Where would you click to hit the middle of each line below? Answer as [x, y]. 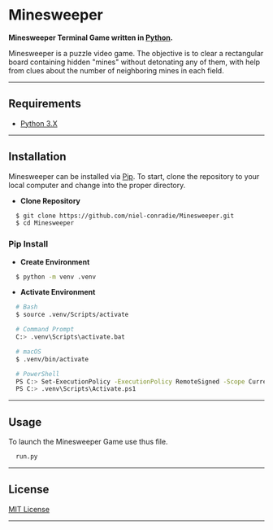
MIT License [29, 509]
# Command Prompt [45, 330]
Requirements [45, 104]
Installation [37, 157]
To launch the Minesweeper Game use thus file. [88, 442]
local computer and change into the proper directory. [97, 185]
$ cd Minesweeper [45, 223]
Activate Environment [58, 292]
